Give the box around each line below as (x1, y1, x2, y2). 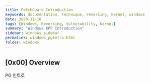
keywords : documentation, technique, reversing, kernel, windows (5, 12, 145, 17)
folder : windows (5, 40, 39, 45)
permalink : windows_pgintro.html (5, 35, 76, 40)
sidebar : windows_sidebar (5, 30, 59, 35)
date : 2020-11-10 (5, 16, 42, 21)
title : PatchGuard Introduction (5, 7, 73, 12)
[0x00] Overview (5, 58, 60, 67)
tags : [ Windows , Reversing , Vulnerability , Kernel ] (5, 21, 116, 26)
